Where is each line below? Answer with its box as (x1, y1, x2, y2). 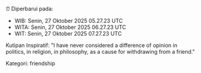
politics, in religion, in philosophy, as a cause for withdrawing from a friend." (5, 48, 195, 55)
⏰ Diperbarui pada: (5, 5, 54, 12)
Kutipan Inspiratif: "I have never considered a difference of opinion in (5, 42, 178, 49)
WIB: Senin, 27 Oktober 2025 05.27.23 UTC (14, 17, 124, 24)
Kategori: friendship (5, 60, 56, 67)
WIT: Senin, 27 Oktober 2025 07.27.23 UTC (14, 30, 122, 37)
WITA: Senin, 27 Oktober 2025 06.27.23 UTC (14, 24, 127, 31)
